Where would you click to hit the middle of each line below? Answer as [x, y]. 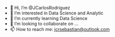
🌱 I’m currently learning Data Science [49, 18]
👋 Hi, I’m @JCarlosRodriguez [40, 8]
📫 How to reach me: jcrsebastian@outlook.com [60, 29]
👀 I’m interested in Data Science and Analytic [57, 13]
